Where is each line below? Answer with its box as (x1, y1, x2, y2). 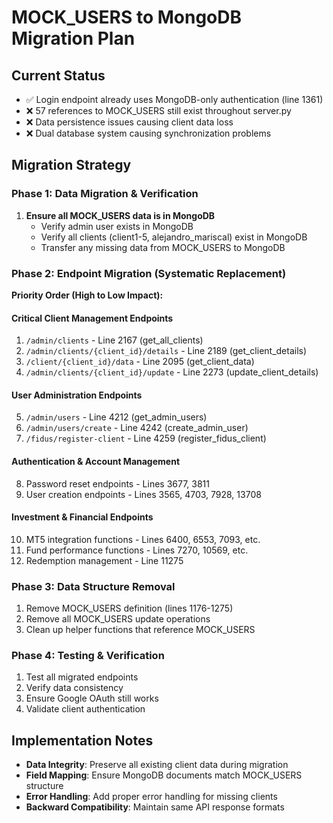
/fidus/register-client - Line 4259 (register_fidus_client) (25, 432, 267, 445)
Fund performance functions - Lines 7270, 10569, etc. (25, 544, 249, 556)
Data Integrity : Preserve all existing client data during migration (25, 759, 289, 771)
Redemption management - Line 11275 (25, 554, 184, 566)
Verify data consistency (25, 682, 124, 694)
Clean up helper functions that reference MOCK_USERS (25, 624, 256, 636)
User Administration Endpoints (11, 389, 143, 401)
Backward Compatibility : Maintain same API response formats (25, 801, 285, 813)
